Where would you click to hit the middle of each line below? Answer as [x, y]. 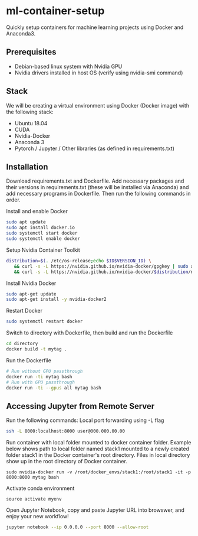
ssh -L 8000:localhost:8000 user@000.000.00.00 [66, 431]
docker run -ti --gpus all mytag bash [54, 388]
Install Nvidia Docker [31, 283]
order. [13, 200]
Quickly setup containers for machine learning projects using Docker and [95, 27]
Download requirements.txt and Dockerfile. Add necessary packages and [95, 181]
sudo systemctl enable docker [43, 239]
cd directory [22, 344]
